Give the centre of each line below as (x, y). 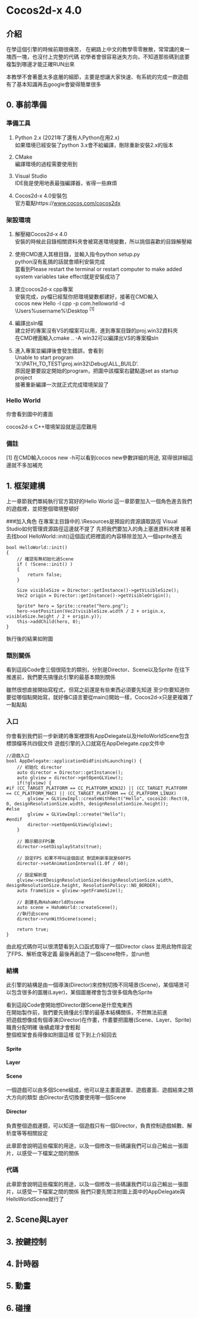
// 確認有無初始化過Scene (45, 559)
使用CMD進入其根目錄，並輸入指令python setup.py (77, 254)
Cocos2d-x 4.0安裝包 (41, 196)
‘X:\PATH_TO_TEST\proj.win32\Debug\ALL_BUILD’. (77, 364)
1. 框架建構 (26, 486)
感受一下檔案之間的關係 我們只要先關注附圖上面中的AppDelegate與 (103, 1191)
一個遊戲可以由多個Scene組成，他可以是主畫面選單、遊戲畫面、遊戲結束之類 (100, 1090)
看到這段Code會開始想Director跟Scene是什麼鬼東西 (69, 1004)
